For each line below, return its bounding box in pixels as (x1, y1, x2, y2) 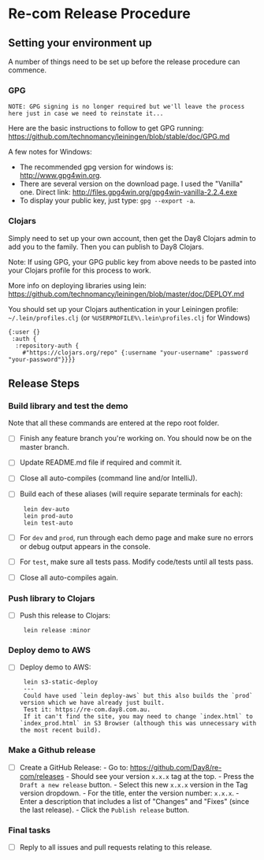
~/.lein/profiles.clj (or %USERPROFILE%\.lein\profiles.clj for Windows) (8, 313, 251, 322)
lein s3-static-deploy (23, 678, 99, 686)
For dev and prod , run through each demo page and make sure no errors (19, 532, 254, 542)
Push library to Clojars (8, 592, 95, 603)
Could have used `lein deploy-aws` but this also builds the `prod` (23, 692, 254, 700)
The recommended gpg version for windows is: (19, 162, 173, 172)
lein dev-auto (23, 505, 70, 513)
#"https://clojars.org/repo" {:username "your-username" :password (22, 348, 248, 357)
